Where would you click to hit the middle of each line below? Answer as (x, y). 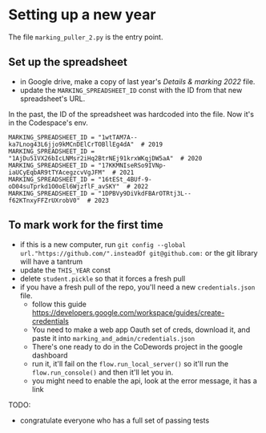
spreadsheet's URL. (52, 99)
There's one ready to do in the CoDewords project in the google (137, 346)
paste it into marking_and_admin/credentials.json (113, 338)
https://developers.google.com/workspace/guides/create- (128, 312)
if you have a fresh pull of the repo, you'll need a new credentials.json (137, 287)
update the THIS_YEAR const (65, 269)
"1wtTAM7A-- (117, 137)
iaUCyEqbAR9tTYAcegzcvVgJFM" (57, 172)
